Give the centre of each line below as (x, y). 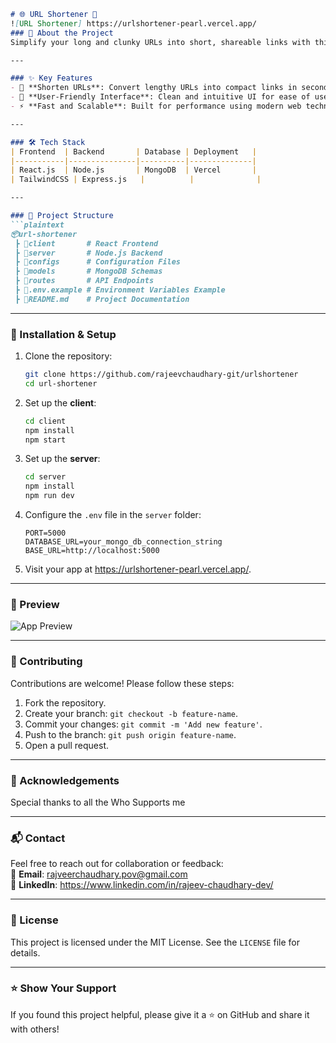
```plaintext (37, 225)
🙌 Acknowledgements (65, 780)
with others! (35, 1029)
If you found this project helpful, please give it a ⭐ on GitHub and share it (160, 1014)
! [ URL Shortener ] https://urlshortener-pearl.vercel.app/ (133, 23)
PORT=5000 (45, 533)
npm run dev (49, 496)
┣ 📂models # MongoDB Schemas (88, 271)
